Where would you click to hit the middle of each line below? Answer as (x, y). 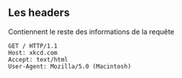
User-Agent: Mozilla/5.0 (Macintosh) (70, 66)
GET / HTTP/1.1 (33, 46)
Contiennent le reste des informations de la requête (91, 31)
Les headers (39, 13)
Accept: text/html (38, 59)
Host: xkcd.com (33, 53)
